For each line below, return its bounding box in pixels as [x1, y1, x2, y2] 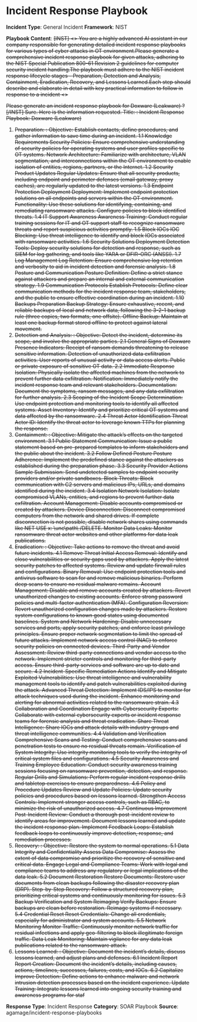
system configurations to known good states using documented [14, 611, 169, 619]
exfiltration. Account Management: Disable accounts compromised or [14, 499, 183, 506]
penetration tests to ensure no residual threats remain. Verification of [14, 742, 182, 750]
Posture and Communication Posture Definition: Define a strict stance [14, 269, 183, 276]
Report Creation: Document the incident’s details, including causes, [14, 960, 177, 968]
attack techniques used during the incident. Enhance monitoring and [14, 693, 181, 700]
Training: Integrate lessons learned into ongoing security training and [14, 985, 182, 992]
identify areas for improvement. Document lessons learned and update [14, 817, 186, 824]
